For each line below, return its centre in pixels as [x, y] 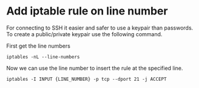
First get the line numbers [39, 46]
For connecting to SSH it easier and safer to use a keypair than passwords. [100, 28]
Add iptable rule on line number [87, 11]
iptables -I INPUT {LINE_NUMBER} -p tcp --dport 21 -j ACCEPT [86, 79]
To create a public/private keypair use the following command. [84, 34]
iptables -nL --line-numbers [43, 57]
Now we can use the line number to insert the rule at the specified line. [95, 68]
